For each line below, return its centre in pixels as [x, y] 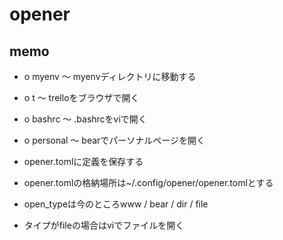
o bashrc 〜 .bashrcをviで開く [85, 119]
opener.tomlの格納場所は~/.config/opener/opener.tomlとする [148, 182]
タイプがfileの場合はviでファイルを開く [104, 225]
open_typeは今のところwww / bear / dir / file [116, 204]
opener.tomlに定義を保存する [83, 161]
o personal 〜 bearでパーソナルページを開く [114, 140]
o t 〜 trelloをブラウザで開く [81, 97]
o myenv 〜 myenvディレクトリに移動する [110, 76]
